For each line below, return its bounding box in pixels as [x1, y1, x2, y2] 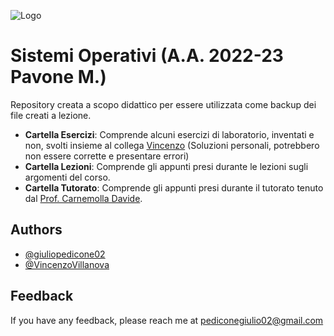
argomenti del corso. [24, 171, 111, 183]
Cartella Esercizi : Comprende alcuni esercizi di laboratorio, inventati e [24, 128, 315, 140]
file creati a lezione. [10, 109, 92, 121]
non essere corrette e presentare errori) [24, 150, 190, 162]
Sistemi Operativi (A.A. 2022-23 [10, 45, 284, 67]
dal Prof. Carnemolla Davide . [24, 192, 143, 204]
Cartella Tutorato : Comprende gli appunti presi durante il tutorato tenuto [24, 181, 324, 194]
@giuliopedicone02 [24, 248, 106, 260]
